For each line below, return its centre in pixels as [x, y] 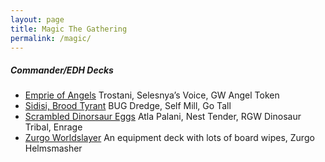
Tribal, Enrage [53, 127]
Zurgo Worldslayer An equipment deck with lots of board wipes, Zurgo [169, 138]
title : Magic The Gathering [69, 29]
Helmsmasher [53, 148]
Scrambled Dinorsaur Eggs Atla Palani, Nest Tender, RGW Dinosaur [163, 117]
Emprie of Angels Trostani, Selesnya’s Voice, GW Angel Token [152, 95]
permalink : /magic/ [51, 38]
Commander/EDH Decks [62, 70]
